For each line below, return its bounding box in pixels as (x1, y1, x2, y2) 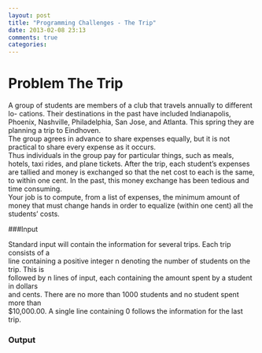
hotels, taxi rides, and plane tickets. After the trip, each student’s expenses (8, 159, 250, 169)
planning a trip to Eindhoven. (8, 126, 101, 135)
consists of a (8, 248, 50, 258)
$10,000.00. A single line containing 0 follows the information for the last (8, 307, 243, 316)
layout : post (8, 11, 51, 20)
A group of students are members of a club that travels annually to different (8, 101, 253, 110)
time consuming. (8, 184, 63, 193)
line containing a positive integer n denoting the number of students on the (8, 256, 250, 266)
